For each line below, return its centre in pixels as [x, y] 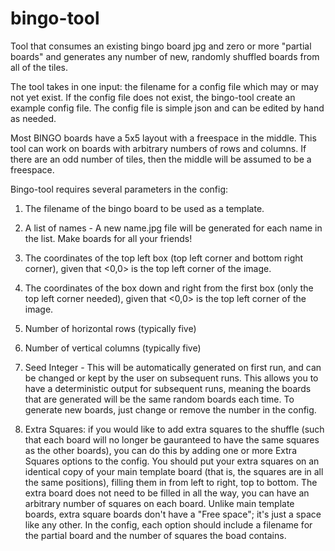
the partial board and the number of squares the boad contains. [155, 535]
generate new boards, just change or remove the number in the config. [170, 409]
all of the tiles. [39, 67]
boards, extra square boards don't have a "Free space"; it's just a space [173, 514]
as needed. [33, 118]
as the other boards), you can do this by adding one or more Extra [161, 450]
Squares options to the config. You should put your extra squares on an [172, 461]
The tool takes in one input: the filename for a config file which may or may [164, 86]
